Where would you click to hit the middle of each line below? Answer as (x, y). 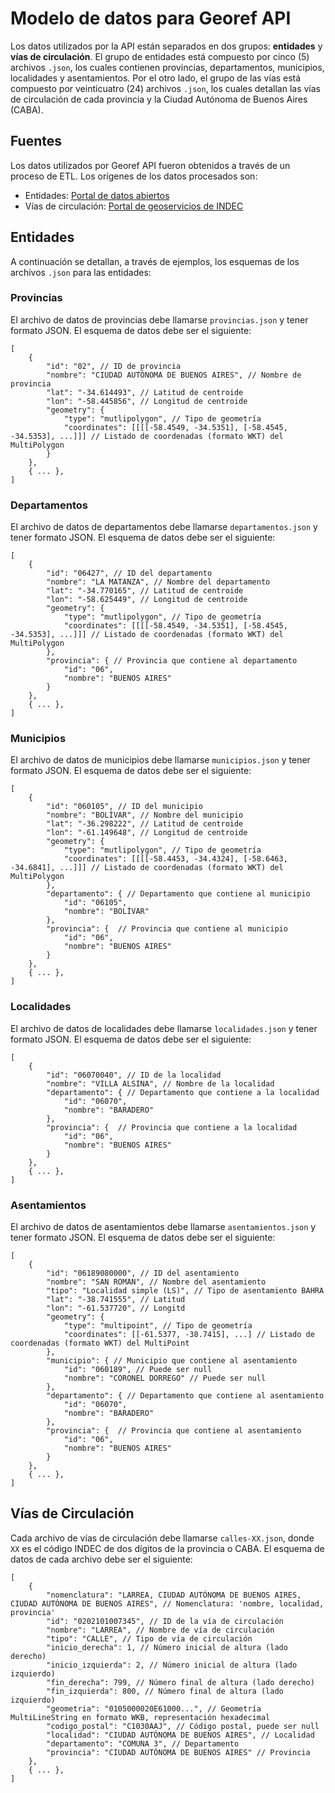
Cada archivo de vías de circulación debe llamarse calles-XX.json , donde (162, 1538)
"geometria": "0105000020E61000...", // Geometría (154, 1708)
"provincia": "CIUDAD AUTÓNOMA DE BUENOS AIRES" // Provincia (178, 1752)
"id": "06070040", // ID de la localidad (134, 1075)
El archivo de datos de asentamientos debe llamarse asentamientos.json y (163, 1227)
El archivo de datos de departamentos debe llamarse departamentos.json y (164, 527)
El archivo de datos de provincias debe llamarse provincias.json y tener (159, 319)
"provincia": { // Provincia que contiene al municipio (167, 929)
